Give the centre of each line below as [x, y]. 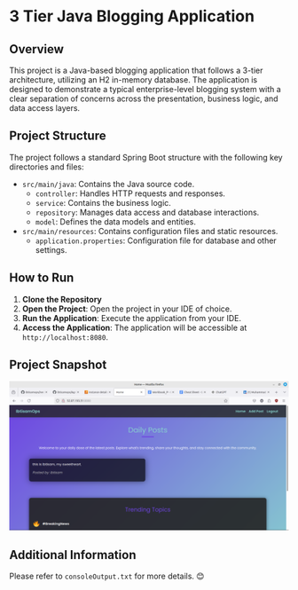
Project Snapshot [58, 365]
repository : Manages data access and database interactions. [147, 212]
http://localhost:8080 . [65, 337]
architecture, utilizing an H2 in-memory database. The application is [133, 80]
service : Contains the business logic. [103, 202]
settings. [51, 249]
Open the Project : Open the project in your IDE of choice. [127, 309]
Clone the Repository [62, 299]
